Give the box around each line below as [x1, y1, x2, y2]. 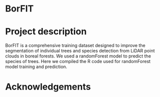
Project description [5, 26, 87, 37]
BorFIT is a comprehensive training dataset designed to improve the [5, 42, 145, 48]
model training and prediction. [5, 63, 68, 70]
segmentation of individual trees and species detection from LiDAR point [5, 48, 155, 54]
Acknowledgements [5, 81, 91, 92]
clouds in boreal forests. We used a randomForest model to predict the [5, 53, 151, 59]
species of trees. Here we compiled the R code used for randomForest [5, 58, 151, 64]
